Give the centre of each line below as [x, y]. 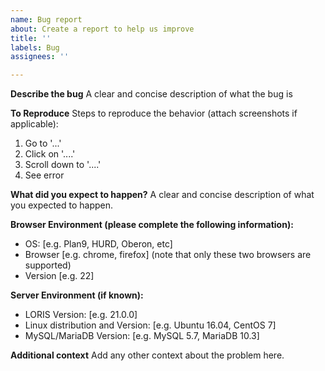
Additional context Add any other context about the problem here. [147, 355]
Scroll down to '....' [63, 165]
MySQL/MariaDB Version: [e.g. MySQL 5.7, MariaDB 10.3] [142, 336]
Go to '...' [43, 143]
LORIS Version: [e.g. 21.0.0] [81, 315]
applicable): [34, 124]
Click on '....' [50, 154]
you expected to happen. [62, 205]
